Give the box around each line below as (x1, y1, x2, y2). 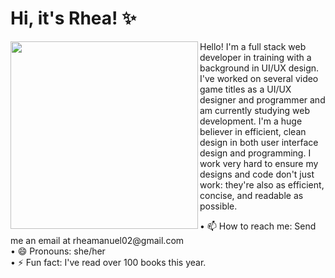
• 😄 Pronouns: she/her (10, 245, 106, 257)
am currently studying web (199, 104, 311, 116)
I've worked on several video (199, 72, 319, 84)
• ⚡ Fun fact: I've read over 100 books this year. (10, 256, 207, 268)
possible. (199, 200, 238, 212)
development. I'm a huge (199, 115, 303, 127)
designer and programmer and (199, 93, 326, 106)
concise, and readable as (199, 189, 304, 201)
